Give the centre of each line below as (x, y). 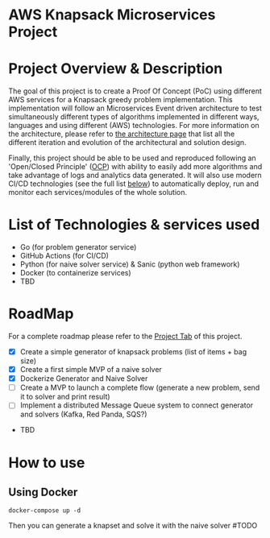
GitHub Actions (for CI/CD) (64, 256)
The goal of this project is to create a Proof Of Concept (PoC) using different (135, 91)
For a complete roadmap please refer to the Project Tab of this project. (125, 336)
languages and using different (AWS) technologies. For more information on (134, 126)
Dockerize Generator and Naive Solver (84, 379)
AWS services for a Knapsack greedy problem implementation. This (120, 100)
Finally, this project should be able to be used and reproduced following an (132, 158)
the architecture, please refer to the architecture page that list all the (122, 134)
